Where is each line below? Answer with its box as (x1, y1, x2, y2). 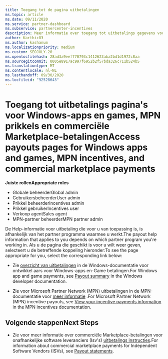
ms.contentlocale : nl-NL (5, 68, 57, 73)
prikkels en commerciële (5, 120, 110, 132)
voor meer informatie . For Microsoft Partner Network (42, 293, 151, 299)
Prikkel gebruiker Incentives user (12, 205, 79, 211)
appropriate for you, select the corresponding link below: (5, 252, 122, 259)
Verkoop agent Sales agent (12, 210, 67, 216)
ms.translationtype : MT (5, 63, 55, 68)
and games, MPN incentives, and (5, 152, 145, 164)
